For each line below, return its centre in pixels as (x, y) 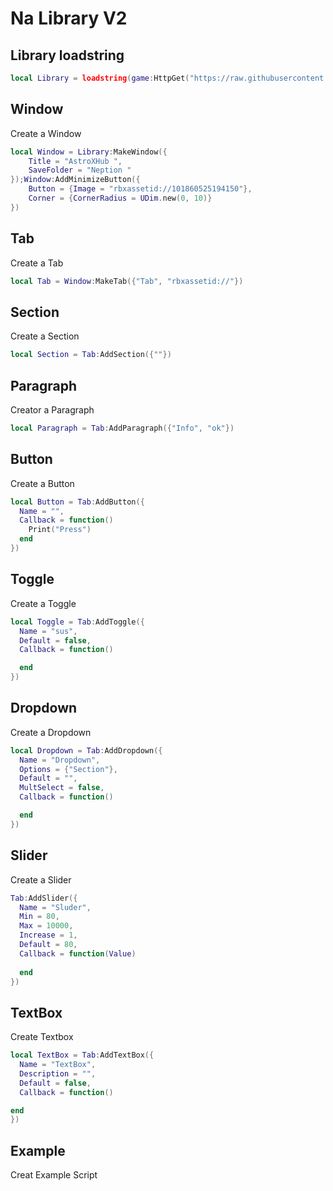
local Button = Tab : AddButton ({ (77, 502)
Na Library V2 (69, 18)
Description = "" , (58, 1073)
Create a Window (46, 133)
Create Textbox (42, 1037)
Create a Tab (37, 263)
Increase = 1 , (48, 935)
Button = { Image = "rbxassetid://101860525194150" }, (140, 189)
